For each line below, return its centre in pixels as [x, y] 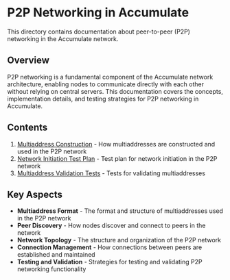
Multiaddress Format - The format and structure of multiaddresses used [120, 211]
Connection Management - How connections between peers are [110, 247]
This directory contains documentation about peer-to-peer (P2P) [99, 31]
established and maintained [56, 255]
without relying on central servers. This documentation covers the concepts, [115, 91]
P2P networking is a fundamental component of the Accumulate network [110, 77]
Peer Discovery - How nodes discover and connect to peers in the [111, 226]
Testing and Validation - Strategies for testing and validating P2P [110, 262]
